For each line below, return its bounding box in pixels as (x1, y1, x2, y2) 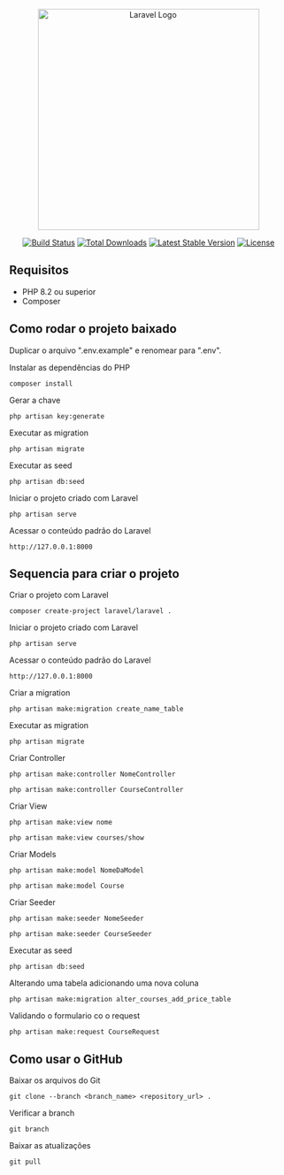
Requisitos (9, 263, 69, 278)
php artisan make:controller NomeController (9, 770, 176, 779)
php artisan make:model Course (9, 881, 125, 891)
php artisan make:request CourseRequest (9, 1027, 161, 1037)
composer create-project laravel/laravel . (9, 607, 173, 616)
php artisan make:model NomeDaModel (9, 866, 144, 875)
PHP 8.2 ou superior (21, 286, 96, 296)
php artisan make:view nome (9, 818, 113, 827)
